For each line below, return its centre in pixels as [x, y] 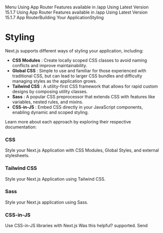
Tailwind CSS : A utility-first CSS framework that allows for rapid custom [85, 86]
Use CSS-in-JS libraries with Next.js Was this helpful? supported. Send [76, 226]
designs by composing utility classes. [50, 91]
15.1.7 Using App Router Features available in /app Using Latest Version [76, 12]
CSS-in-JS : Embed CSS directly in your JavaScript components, [77, 107]
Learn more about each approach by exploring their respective [68, 121]
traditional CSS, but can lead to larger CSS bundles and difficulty [77, 76]
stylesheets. [17, 156]
